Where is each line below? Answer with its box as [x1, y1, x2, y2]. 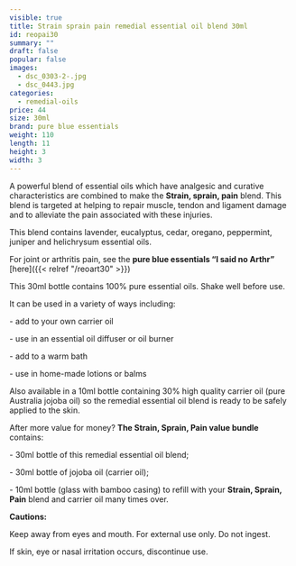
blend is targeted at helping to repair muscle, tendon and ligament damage [9, 199, 287, 210]
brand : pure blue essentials [9, 123, 119, 132]
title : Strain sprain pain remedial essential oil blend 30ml [9, 22, 248, 31]
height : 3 [9, 147, 47, 156]
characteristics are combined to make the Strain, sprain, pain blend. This [9, 190, 282, 201]
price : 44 [9, 105, 47, 114]
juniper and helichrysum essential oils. [9, 236, 152, 247]
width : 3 [9, 155, 42, 165]
